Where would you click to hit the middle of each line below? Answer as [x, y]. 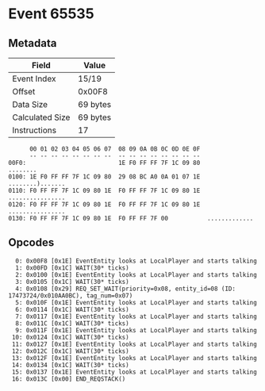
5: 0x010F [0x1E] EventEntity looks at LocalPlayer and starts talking [136, 302]
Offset [24, 92]
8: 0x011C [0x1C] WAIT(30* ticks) [72, 323]
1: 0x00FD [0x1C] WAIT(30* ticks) [72, 268]
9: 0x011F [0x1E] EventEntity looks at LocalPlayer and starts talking [136, 330]
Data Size [30, 104]
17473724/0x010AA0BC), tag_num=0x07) [71, 295]
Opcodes [31, 243]
